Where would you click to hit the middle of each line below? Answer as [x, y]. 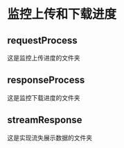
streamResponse [45, 120]
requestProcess [42, 40]
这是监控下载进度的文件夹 [44, 97]
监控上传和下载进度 [62, 14]
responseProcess [46, 80]
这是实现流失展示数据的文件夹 [50, 138]
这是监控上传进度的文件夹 [44, 58]
